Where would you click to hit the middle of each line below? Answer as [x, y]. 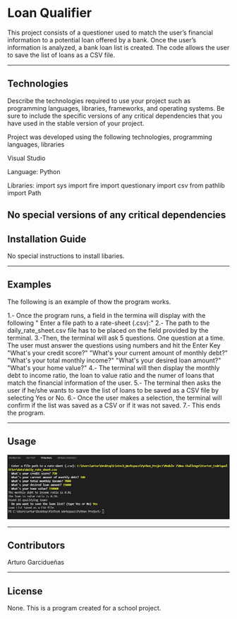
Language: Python [34, 171]
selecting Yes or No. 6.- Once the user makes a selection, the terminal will [115, 398]
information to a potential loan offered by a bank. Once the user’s [102, 39]
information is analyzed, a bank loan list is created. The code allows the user [119, 47]
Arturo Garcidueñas [36, 563]
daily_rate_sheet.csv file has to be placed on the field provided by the [108, 330]
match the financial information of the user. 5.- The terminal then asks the [114, 383]
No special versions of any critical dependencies [117, 215]
